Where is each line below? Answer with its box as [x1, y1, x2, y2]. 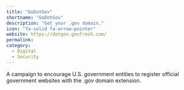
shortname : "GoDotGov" [6, 14, 64, 21]
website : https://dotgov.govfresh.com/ [6, 31, 107, 37]
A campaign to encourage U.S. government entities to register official [6, 70, 179, 77]
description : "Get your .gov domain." [6, 20, 104, 26]
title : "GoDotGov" [6, 8, 53, 15]
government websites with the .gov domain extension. [6, 77, 142, 84]
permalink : [6, 37, 34, 43]
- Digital [11, 48, 36, 54]
